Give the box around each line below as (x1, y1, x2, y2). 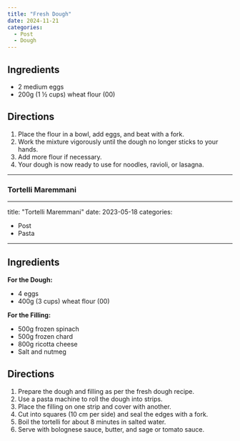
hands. (17, 144, 39, 154)
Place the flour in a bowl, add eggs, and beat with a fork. (17, 129, 184, 138)
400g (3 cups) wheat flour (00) (17, 297, 110, 305)
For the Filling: (7, 310, 51, 319)
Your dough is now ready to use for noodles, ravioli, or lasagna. (17, 160, 204, 169)
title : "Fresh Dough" (7, 10, 72, 18)
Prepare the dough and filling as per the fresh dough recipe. (17, 387, 195, 395)
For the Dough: (7, 275, 53, 284)
